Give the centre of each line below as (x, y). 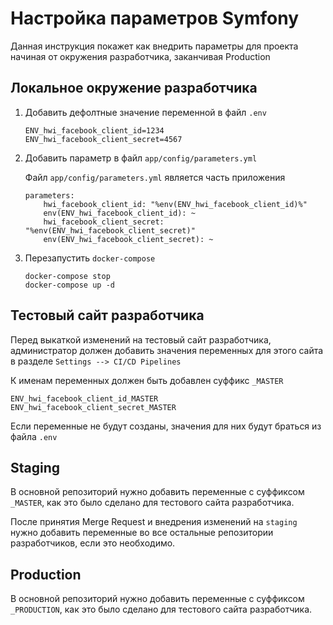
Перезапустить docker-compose (90, 258)
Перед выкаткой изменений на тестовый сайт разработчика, (141, 339)
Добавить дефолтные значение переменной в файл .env (145, 112)
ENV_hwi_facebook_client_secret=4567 (103, 139)
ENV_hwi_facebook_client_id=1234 (94, 130)
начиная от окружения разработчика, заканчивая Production (140, 56)
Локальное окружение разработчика (134, 88)
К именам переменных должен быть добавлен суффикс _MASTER (147, 380)
